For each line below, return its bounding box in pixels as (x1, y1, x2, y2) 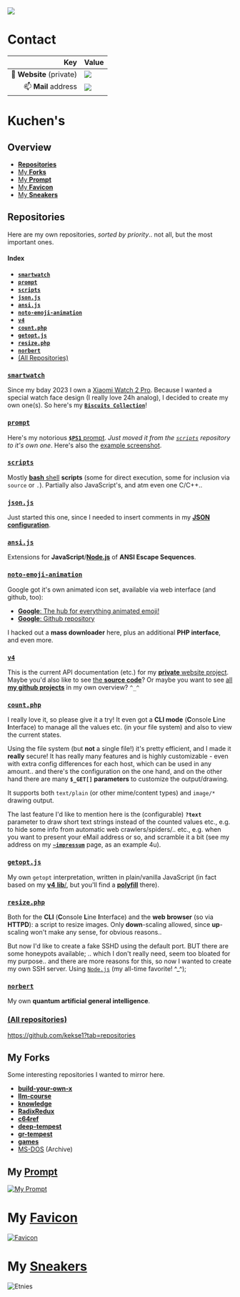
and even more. (7, 635, 54, 644)
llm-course (17, 1092, 52, 1100)
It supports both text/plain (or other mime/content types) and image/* (7, 789, 216, 797)
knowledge (17, 1100, 52, 1108)
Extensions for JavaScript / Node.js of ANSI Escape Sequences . (7, 553, 196, 562)
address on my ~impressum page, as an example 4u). (7, 840, 161, 849)
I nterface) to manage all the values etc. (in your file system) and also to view (7, 723, 232, 732)
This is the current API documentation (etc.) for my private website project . (7, 668, 229, 677)
